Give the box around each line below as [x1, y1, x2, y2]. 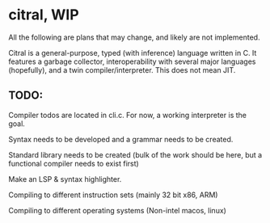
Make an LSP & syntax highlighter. [8, 174, 122, 183]
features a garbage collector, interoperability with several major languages [8, 57, 256, 66]
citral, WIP [8, 6, 79, 24]
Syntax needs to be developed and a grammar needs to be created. [8, 134, 234, 144]
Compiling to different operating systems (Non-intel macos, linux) [8, 205, 226, 215]
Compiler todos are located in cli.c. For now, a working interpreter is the [8, 110, 247, 120]
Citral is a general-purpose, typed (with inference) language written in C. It [8, 48, 257, 57]
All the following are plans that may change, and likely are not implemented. [8, 32, 260, 42]
